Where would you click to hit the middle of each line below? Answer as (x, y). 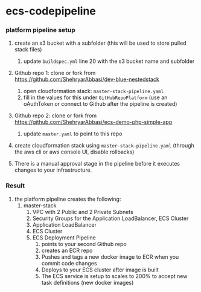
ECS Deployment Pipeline (64, 238)
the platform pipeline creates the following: (68, 199)
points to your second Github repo (84, 244)
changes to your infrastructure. (53, 170)
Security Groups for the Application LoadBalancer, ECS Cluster (110, 218)
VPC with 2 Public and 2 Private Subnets (83, 212)
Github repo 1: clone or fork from (55, 73)
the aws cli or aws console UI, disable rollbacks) (74, 152)
